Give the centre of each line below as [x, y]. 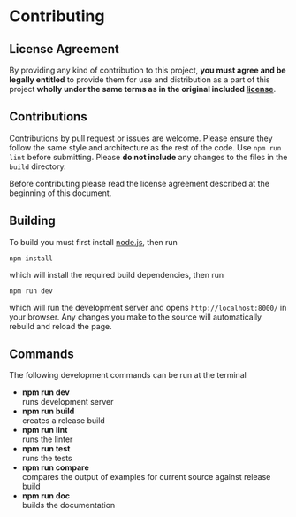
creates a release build [64, 421]
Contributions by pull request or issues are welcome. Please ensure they [141, 138]
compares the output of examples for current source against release [146, 477]
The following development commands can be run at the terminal [128, 375]
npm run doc [46, 496]
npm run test [46, 449]
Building [32, 221]
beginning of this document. [61, 193]
